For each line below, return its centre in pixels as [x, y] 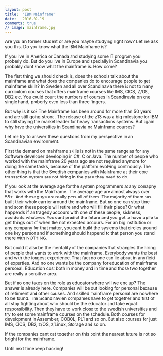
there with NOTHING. [26, 238]
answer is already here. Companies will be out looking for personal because [81, 288]
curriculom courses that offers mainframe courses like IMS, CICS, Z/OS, [77, 92]
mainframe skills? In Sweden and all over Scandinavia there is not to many [79, 86]
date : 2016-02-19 [25, 19]
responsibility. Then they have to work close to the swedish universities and [81, 309]
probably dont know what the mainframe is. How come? [61, 67]
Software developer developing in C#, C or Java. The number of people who [81, 156]
